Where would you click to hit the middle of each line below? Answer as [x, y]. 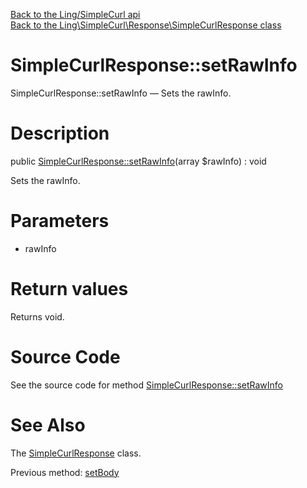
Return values [69, 289]
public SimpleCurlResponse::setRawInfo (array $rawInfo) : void [138, 161]
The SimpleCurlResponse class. [76, 453]
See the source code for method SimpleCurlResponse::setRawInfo [146, 385]
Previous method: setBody [65, 472]
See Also [48, 425]
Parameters [60, 221]
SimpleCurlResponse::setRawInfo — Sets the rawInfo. [121, 93]
